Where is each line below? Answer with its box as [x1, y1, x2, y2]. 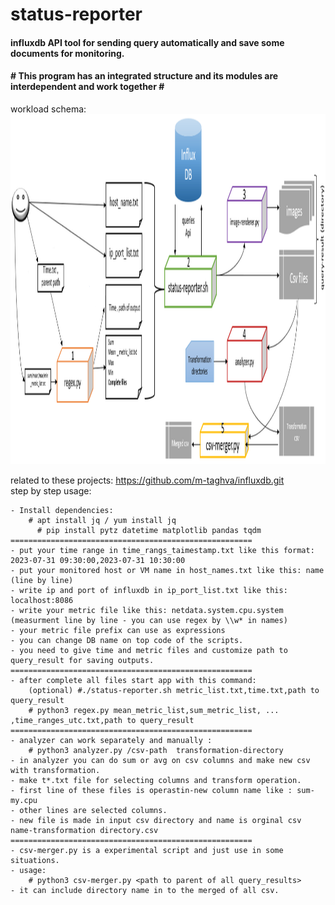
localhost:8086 [10, 595, 74, 605]
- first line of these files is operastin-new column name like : [10, 785, 293, 795]
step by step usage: [10, 484, 92, 497]
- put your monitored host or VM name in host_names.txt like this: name [10, 565, 325, 575]
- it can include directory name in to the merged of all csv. [10, 885, 280, 895]
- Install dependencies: [10, 505, 114, 515]
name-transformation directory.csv [10, 825, 159, 835]
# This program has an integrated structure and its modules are [10, 70, 279, 82]
